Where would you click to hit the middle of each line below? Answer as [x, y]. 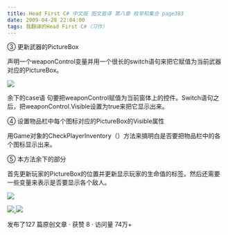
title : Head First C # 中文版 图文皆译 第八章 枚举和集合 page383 [96, 13]
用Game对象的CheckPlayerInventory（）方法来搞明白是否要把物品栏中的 [111, 136]
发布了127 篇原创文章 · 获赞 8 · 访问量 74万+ [70, 225]
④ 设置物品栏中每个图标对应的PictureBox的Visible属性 [86, 121]
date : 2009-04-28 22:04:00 [46, 20]
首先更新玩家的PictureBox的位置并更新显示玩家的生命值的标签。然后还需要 [114, 174]
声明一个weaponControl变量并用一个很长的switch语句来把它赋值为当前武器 [114, 62]
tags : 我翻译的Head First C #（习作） [58, 26]
